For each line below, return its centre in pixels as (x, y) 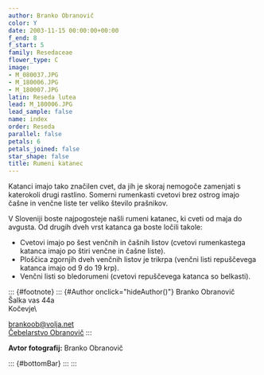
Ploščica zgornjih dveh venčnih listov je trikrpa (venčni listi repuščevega (138, 260)
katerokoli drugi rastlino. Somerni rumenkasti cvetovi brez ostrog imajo (124, 195)
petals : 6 (25, 141)
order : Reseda (32, 127)
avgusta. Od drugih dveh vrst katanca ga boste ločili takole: (105, 227)
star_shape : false (39, 156)
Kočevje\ (23, 309)
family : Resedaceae (41, 53)
